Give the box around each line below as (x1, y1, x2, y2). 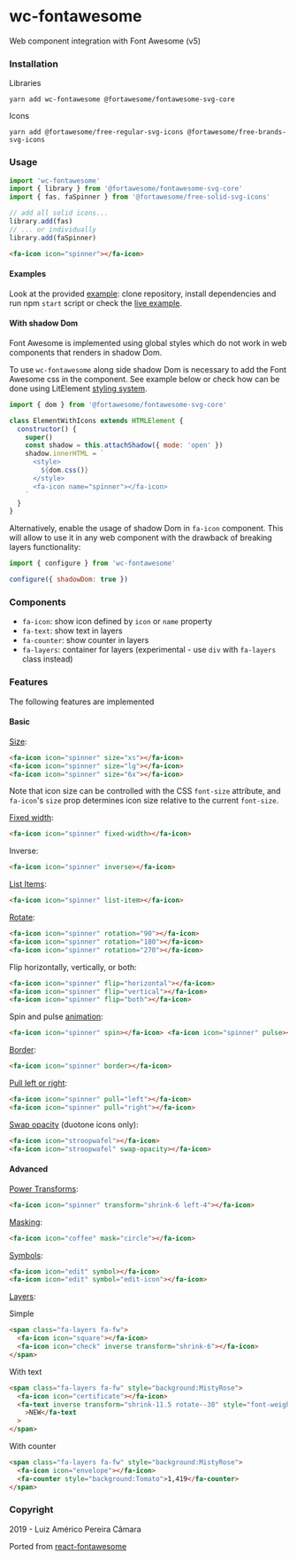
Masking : (9, 1217, 42, 1227)
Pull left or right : (9, 1078, 68, 1088)
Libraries (9, 78, 42, 89)
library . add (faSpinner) (9, 233, 97, 242)
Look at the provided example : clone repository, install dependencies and (9, 288, 277, 299)
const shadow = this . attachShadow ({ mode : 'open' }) (25, 441, 224, 450)
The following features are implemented (9, 696, 155, 707)
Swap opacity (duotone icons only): (9, 1119, 139, 1130)
